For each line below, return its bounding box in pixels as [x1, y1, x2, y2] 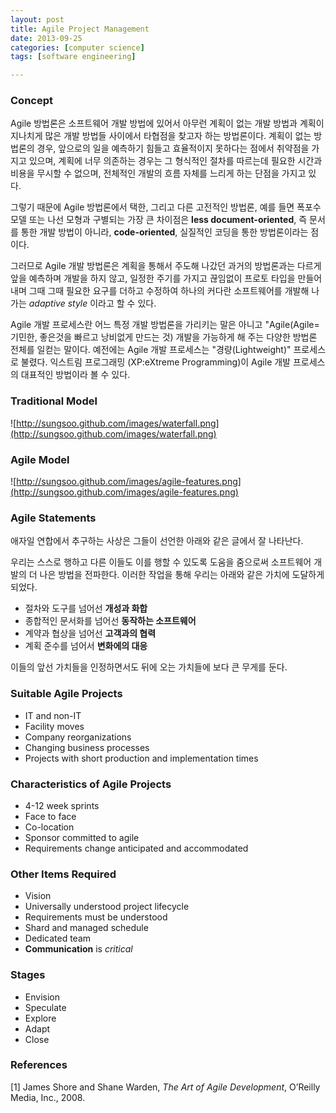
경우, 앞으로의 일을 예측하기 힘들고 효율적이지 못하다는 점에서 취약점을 [36, 142, 310, 155]
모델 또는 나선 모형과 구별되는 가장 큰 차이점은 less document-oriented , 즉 [10, 214, 308, 226]
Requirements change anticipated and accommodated [24, 842, 249, 854]
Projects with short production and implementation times [24, 752, 259, 764]
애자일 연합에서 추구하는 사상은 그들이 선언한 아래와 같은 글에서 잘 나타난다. [10, 535, 304, 547]
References [10, 1058, 68, 1072]
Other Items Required [10, 867, 117, 881]
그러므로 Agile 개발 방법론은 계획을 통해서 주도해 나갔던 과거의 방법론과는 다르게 [10, 260, 322, 272]
